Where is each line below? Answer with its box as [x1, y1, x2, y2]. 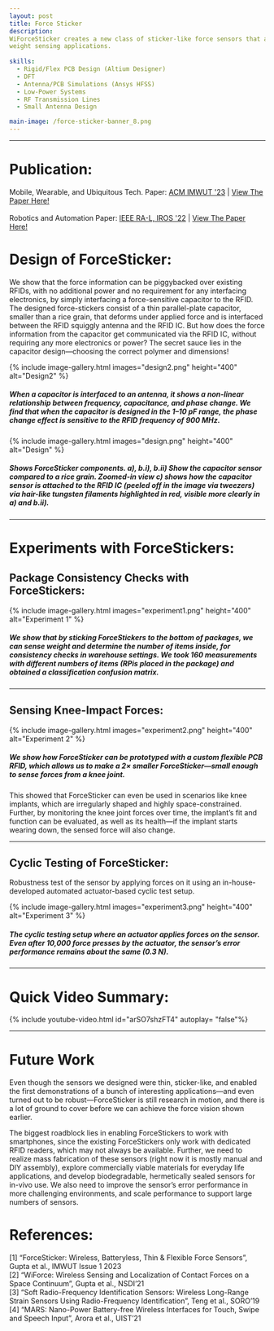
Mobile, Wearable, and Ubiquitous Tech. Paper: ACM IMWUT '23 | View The [9, 187, 263, 196]
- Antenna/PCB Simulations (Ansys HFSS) [16, 80, 155, 88]
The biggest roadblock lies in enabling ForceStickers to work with [9, 1128, 228, 1138]
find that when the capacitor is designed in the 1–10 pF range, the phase [9, 406, 259, 416]
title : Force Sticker [9, 20, 83, 28]
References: [9, 1226, 94, 1245]
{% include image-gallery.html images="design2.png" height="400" [9, 362, 238, 371]
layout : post [9, 11, 54, 20]
